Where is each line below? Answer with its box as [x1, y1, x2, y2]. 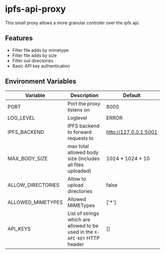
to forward [67, 128, 92, 135]
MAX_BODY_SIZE [7, 155, 48, 162]
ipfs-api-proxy [5, 3, 66, 15]
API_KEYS [7, 225, 31, 232]
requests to [67, 135, 94, 142]
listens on [67, 106, 90, 113]
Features [5, 34, 33, 42]
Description [70, 92, 99, 99]
